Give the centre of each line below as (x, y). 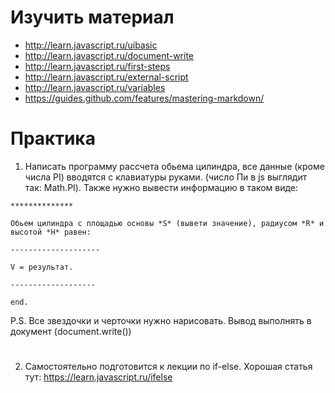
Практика (53, 138)
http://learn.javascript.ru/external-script (106, 77)
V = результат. (42, 267)
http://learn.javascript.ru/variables (95, 87)
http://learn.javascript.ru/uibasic (91, 45)
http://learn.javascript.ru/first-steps (97, 66)
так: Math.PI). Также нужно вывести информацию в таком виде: (161, 187)
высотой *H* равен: (51, 232)
